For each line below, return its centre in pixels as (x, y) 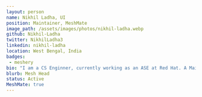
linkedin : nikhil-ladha (36, 46)
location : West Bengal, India (44, 51)
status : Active (25, 79)
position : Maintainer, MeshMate (47, 23)
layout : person (25, 12)
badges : (16, 57)
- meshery (21, 62)
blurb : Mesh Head (28, 74)
